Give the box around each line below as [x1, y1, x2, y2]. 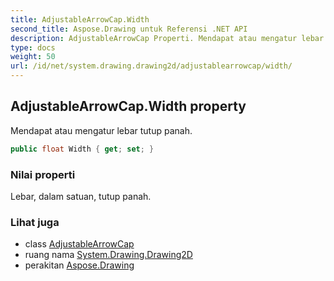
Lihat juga [10, 215, 60, 229]
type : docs [10, 42, 56, 53]
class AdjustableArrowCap [24, 238, 135, 250]
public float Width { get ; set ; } [10, 144, 155, 154]
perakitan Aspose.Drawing [24, 259, 135, 271]
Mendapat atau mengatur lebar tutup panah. [10, 124, 193, 136]
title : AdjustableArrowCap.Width [10, 14, 150, 25]
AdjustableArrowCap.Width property [10, 98, 247, 115]
